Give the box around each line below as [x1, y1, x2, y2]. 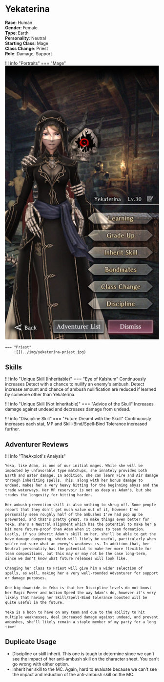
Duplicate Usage [5, 638, 57, 646]
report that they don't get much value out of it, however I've [5, 507, 139, 512]
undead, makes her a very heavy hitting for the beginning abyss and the [5, 483, 159, 488]
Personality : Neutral [5, 35, 46, 41]
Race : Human [5, 20, 33, 25]
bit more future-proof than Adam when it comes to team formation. [5, 527, 145, 532]
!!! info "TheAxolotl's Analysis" [5, 453, 66, 459]
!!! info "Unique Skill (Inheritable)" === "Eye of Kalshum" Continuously [5, 376, 146, 382]
